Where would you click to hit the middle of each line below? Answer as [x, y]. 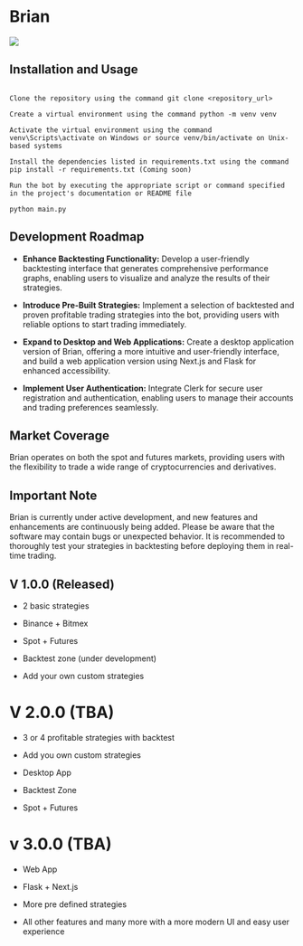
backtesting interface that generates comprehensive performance [146, 268]
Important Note [53, 495]
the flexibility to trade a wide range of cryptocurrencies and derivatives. [143, 467]
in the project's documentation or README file [101, 193]
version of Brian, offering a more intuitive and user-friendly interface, [151, 351]
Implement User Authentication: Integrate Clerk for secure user [142, 388]
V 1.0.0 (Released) [62, 584]
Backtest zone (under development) [89, 658]
